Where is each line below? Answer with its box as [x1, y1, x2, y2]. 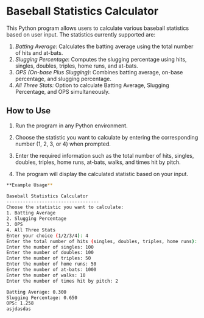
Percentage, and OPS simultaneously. [15, 88, 110, 95]
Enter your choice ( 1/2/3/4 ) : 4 [6, 233, 88, 239]
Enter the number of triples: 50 [6, 255, 91, 261]
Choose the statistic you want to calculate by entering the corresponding [15, 133, 199, 141]
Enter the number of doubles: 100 [6, 250, 94, 256]
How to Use [6, 105, 51, 116]
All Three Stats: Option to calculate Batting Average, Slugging [15, 81, 169, 89]
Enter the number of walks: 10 [6, 272, 86, 278]
